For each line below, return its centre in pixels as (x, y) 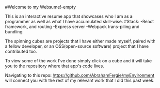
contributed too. (21, 51)
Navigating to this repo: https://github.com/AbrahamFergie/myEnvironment (80, 75)
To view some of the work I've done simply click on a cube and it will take (78, 61)
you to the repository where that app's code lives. (55, 66)
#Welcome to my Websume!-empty (40, 7)
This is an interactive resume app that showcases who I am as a (69, 16)
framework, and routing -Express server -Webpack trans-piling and (72, 27)
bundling (14, 32)
